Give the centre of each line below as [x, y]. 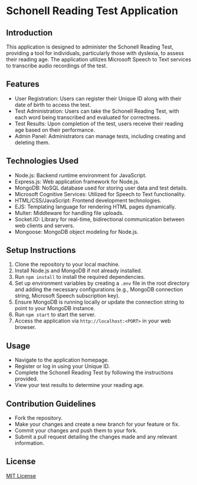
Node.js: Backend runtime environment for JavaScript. [81, 175]
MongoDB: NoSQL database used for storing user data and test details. [101, 188]
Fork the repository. [39, 418]
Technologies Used [42, 161]
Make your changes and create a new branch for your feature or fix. [97, 424]
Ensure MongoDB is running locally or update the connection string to [99, 302]
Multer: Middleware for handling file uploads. [69, 213]
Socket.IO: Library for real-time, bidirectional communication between [99, 219]
